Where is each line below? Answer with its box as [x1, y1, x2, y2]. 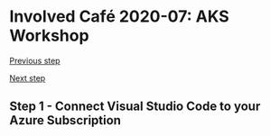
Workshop [9, 25, 89, 46]
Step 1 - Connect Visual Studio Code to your [9, 99, 261, 114]
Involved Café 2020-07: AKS [9, 6, 230, 27]
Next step [9, 72, 46, 83]
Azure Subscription [9, 113, 122, 128]
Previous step [9, 55, 61, 66]
